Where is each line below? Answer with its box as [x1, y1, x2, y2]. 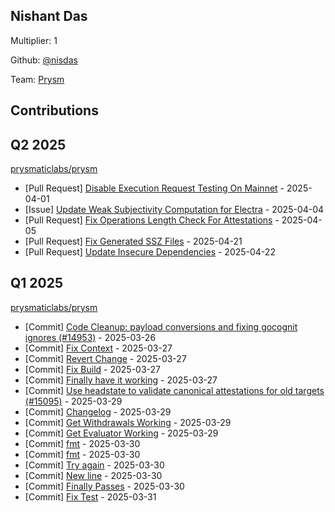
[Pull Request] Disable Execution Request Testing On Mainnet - [24, 182, 285, 194]
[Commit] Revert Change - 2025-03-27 [24, 352, 187, 364]
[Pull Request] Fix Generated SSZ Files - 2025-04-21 [24, 235, 243, 248]
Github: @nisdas [10, 54, 78, 66]
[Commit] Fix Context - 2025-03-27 [24, 342, 173, 354]
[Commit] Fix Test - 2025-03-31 [24, 490, 157, 503]
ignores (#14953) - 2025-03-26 [24, 331, 157, 343]
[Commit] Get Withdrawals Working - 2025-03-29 [24, 416, 232, 428]
